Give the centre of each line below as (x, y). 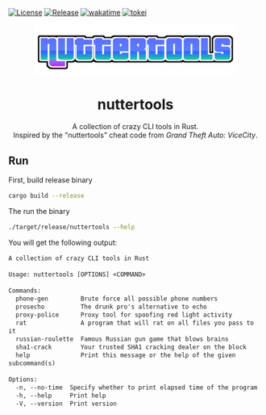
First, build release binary (50, 180)
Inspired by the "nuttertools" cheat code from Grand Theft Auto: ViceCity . (135, 135)
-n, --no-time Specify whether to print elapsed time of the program (137, 388)
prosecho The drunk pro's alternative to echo (111, 307)
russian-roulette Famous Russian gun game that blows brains (122, 339)
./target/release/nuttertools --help (72, 227)
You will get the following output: (63, 242)
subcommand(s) (32, 363)
